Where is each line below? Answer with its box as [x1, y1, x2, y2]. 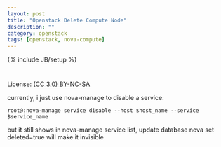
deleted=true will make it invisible [7, 133, 104, 141]
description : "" [7, 23, 55, 30]
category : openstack [7, 29, 68, 37]
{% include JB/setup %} [7, 55, 77, 64]
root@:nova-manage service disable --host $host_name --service [7, 107, 199, 114]
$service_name [7, 113, 49, 120]
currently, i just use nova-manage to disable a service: [7, 94, 164, 102]
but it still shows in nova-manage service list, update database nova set [7, 125, 215, 134]
